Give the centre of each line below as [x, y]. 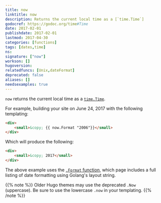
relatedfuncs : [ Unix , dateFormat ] [40, 71]
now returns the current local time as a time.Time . [55, 99]
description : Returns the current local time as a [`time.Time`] [74, 19]
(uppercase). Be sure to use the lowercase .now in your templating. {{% [78, 190]
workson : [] [17, 61]
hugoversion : [19, 66]
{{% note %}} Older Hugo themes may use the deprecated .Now [70, 185]
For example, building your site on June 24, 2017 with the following [74, 108]
